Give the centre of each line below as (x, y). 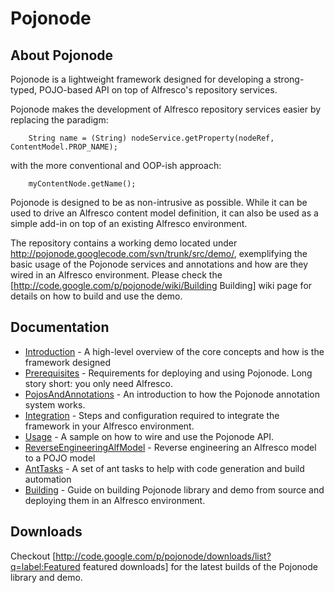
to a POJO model (60, 458)
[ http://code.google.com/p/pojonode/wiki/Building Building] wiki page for (161, 285)
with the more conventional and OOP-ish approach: (116, 165)
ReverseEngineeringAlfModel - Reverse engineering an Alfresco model (170, 447)
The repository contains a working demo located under (124, 243)
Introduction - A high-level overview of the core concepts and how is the (174, 351)
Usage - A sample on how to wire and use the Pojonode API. (149, 436)
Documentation (60, 327)
